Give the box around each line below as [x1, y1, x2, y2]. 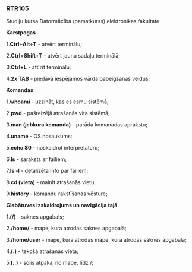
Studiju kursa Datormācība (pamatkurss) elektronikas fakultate [6, 18, 159, 25]
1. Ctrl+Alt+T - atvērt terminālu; [6, 40, 82, 48]
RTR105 [6, 4, 29, 12]
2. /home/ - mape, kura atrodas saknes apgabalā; [6, 224, 127, 232]
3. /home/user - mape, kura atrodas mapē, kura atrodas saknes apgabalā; [6, 236, 187, 243]
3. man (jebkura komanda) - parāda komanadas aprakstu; [6, 121, 147, 128]
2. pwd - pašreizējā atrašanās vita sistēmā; [6, 110, 110, 117]
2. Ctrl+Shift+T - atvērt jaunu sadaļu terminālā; [6, 52, 121, 59]
